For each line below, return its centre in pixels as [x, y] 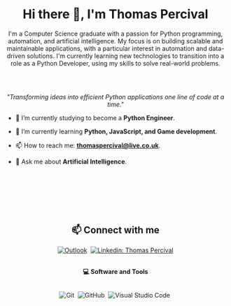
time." [115, 105]
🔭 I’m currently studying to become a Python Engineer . [95, 118]
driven [16, 56]
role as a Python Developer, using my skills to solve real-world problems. [115, 63]
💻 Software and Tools [115, 272]
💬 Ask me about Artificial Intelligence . [71, 162]
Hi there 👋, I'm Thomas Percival [115, 14]
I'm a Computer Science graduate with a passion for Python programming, [115, 34]
